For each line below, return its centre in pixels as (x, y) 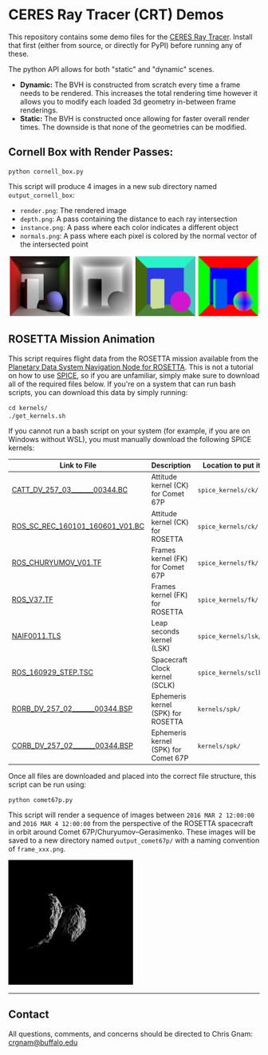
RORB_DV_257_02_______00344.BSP (72, 709)
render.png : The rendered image (73, 210)
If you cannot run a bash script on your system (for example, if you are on (129, 431)
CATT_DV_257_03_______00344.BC (70, 489)
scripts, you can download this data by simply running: (98, 392)
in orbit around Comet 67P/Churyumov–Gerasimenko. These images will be (132, 832)
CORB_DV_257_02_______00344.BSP (73, 745)
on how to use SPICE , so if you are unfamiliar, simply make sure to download (134, 375)
